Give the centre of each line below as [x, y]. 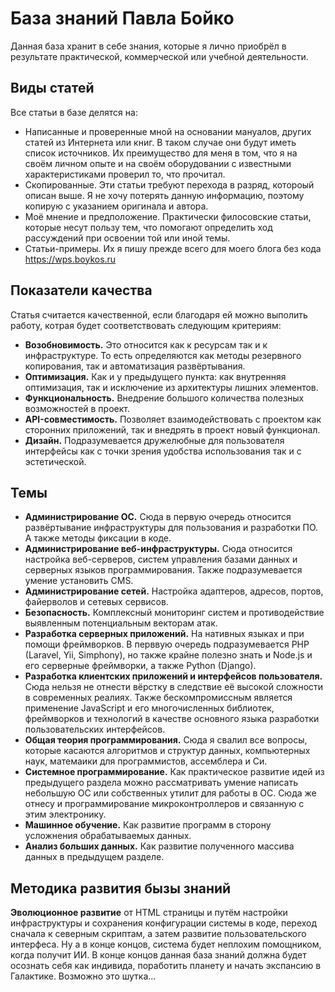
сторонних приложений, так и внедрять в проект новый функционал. [172, 429]
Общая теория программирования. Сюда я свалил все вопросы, [166, 740]
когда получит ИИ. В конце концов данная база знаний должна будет [158, 955]
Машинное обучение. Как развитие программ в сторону [148, 825]
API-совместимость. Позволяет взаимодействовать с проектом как [173, 419]
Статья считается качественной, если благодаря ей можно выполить [159, 314]
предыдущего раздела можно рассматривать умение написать [161, 783]
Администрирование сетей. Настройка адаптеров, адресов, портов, [174, 591]
